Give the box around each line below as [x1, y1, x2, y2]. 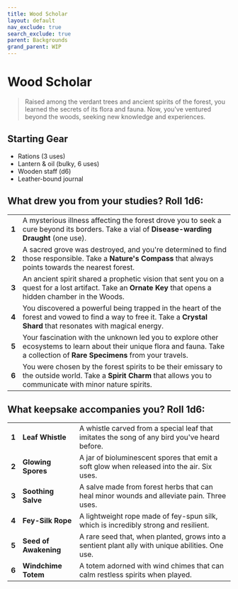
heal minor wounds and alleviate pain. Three [79, 491, 227, 501]
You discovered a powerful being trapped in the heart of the [22, 303, 222, 313]
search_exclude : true [7, 30, 72, 38]
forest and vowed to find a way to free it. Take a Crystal [22, 312, 208, 321]
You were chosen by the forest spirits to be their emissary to [22, 361, 223, 371]
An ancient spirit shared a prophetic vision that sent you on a [22, 274, 225, 284]
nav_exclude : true [7, 23, 62, 31]
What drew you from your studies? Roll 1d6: [7, 195, 204, 207]
